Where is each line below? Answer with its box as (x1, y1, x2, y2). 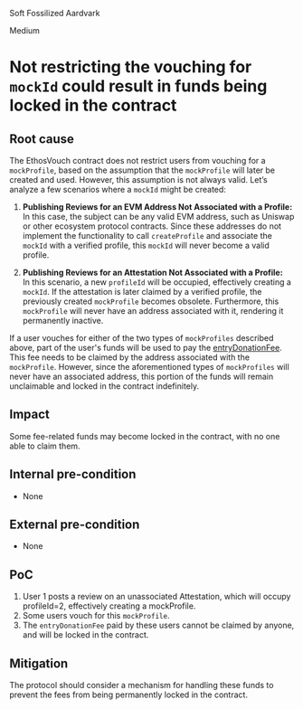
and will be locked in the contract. (22, 629, 149, 640)
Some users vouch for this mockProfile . (22, 610, 170, 621)
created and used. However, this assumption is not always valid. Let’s (9, 175, 269, 184)
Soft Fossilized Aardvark (9, 8, 100, 18)
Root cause (9, 131, 75, 147)
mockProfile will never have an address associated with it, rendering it (22, 306, 284, 316)
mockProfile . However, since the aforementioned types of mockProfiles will (9, 362, 289, 372)
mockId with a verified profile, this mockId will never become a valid (22, 240, 270, 251)
